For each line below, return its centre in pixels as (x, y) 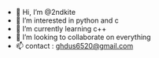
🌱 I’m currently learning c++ (61, 29)
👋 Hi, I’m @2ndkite (46, 12)
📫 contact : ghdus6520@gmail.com (74, 46)
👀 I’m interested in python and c (67, 20)
